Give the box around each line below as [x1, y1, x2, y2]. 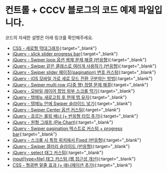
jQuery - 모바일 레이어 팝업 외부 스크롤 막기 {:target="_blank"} [12, 88, 135, 94]
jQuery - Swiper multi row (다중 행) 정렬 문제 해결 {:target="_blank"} [12, 81, 149, 87]
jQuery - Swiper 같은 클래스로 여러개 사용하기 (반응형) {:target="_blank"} [12, 63, 156, 69]
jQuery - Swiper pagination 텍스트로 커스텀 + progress [12, 125, 122, 131]
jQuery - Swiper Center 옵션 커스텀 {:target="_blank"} [12, 106, 121, 112]
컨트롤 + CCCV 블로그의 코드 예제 [5, 4, 136, 16]
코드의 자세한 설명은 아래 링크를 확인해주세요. [5, 34, 93, 40]
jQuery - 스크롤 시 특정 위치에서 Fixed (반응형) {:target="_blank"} [12, 137, 141, 143]
